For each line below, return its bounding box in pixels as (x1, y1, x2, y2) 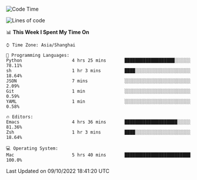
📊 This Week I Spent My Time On (6, 29, 89, 35)
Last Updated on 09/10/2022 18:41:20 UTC (6, 168, 110, 174)
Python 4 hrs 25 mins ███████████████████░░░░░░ (6, 57, 191, 63)
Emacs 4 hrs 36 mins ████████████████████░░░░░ (6, 119, 191, 125)
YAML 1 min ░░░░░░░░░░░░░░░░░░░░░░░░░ (6, 99, 191, 104)
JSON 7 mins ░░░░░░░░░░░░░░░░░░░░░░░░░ (6, 78, 191, 84)
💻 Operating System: (6, 145, 59, 151)
